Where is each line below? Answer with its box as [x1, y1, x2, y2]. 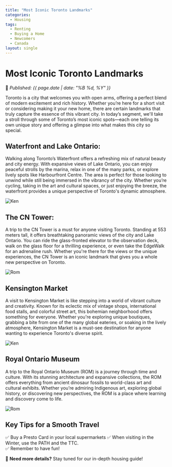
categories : [5, 12, 31, 17]
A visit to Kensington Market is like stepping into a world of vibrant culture [5, 298, 161, 304]
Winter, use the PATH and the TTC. [5, 440, 79, 446]
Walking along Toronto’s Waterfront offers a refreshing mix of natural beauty [5, 156, 166, 162]
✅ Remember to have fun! [5, 445, 60, 451]
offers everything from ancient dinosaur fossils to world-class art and [5, 379, 152, 386]
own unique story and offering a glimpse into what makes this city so [5, 121, 150, 128]
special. [5, 127, 22, 133]
